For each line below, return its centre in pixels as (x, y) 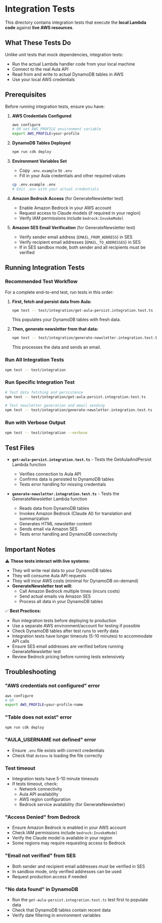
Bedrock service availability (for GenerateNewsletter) (72, 805)
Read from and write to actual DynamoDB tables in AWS (68, 74)
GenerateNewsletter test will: (42, 586)
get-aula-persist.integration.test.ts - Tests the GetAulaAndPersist (81, 459)
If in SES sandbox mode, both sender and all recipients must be (82, 247)
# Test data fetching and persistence (44, 392)
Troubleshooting (31, 672)
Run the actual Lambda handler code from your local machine (74, 64)
